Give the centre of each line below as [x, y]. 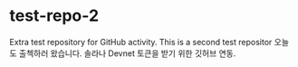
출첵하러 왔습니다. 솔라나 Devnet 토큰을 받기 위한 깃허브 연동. [127, 53]
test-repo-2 [54, 16]
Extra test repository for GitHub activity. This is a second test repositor [141, 42]
